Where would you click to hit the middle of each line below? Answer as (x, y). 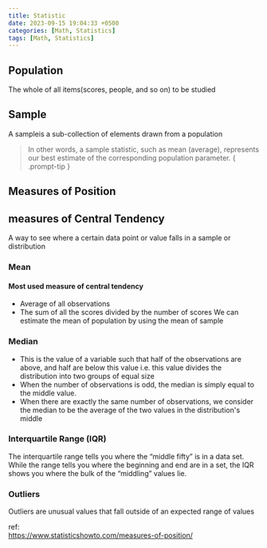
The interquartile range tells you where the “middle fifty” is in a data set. (126, 456)
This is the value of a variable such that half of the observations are (130, 359)
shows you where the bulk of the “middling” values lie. (98, 473)
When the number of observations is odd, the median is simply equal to (137, 384)
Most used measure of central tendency (76, 286)
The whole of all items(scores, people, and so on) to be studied (112, 89)
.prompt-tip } (49, 166)
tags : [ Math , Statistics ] (51, 38)
